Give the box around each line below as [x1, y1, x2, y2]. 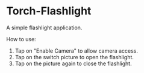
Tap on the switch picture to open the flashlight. [14, 53, 134, 60]
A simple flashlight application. [6, 24, 83, 31]
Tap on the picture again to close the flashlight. [14, 60, 132, 67]
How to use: [6, 35, 36, 42]
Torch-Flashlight [6, 4, 92, 18]
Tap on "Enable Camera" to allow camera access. [14, 47, 139, 54]
